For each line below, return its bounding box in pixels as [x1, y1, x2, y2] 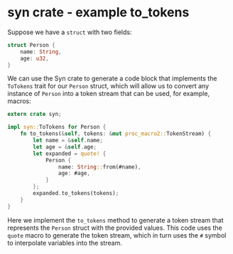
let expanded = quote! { [33, 150, 107, 157]
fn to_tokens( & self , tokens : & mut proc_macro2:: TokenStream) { [20, 130, 212, 137]
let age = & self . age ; [33, 143, 97, 150]
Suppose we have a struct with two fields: [7, 28, 133, 36]
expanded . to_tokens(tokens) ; [33, 190, 119, 197]
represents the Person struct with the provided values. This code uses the [7, 223, 222, 232]
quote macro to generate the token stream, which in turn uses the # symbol [7, 231, 227, 239]
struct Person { [7, 41, 55, 48]
